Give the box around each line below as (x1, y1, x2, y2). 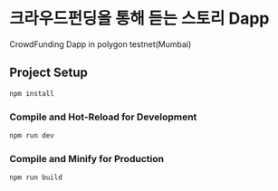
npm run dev (9, 130, 54, 140)
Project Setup (9, 65, 89, 81)
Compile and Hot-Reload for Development (9, 110, 197, 123)
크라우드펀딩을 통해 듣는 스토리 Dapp (9, 8, 270, 29)
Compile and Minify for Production (9, 152, 165, 165)
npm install (9, 89, 54, 98)
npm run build (9, 173, 63, 182)
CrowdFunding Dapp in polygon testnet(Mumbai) (9, 38, 192, 50)
